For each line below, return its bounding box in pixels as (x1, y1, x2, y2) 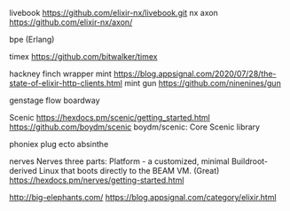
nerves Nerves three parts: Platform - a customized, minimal (9, 156, 230, 167)
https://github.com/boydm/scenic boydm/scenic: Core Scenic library (9, 121, 260, 132)
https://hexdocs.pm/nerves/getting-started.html (9, 175, 184, 185)
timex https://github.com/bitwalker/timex (9, 51, 158, 61)
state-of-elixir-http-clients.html (9, 78, 122, 88)
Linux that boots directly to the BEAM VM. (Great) (38, 166, 220, 176)
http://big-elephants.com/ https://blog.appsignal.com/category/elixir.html (9, 192, 277, 202)
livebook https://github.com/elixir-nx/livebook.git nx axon (9, 8, 219, 18)
